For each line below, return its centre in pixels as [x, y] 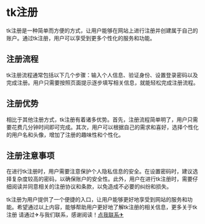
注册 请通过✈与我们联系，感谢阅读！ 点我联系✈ [65, 215]
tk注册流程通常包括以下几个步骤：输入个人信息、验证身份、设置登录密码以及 [102, 75]
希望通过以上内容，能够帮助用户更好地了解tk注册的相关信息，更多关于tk [107, 207]
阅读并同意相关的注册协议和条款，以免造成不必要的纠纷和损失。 [92, 187]
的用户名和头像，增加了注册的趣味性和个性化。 [65, 135]
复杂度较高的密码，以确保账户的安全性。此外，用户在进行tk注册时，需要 [102, 179]
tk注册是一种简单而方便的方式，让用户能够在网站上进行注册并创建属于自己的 [102, 30]
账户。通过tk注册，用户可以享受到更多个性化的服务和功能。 [81, 38]
